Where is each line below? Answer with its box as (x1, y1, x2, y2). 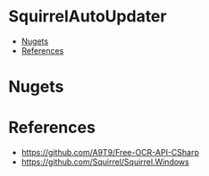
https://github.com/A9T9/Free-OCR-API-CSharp (21, 147, 200, 158)
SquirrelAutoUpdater (8, 6, 167, 27)
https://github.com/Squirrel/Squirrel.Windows (21, 156, 189, 167)
